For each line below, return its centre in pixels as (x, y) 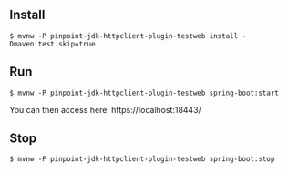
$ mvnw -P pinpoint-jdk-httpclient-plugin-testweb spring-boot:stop (142, 159)
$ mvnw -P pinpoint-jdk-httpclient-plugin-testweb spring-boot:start (144, 93)
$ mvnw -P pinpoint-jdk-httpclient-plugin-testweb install (124, 36)
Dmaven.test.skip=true (52, 44)
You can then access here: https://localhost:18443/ (106, 109)
